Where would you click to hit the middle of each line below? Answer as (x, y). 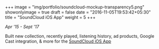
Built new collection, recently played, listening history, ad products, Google (80, 36)
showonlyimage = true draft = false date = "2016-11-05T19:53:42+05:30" (78, 12)
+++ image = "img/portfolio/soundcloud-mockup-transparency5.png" (75, 7)
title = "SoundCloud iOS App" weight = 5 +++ (50, 17)
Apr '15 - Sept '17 (22, 27)
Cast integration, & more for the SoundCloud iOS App (58, 41)
